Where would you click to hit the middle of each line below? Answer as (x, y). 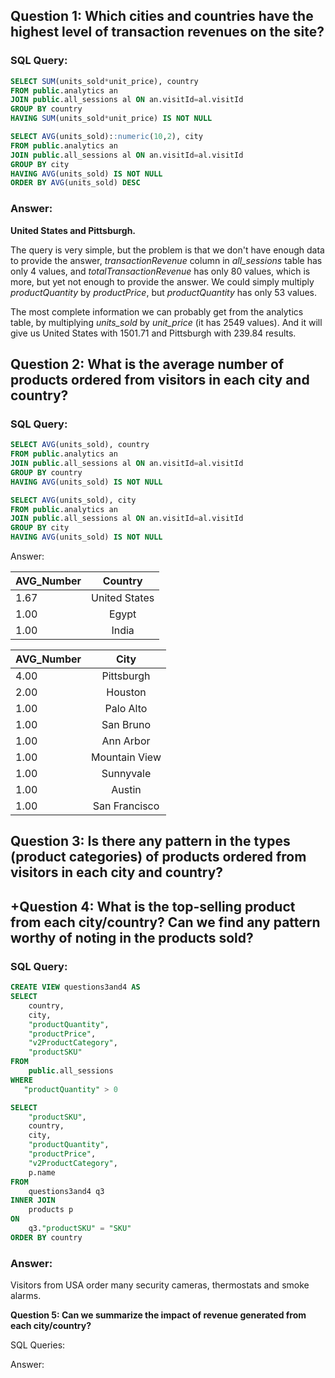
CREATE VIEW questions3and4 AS (75, 987)
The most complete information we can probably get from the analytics (157, 311)
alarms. (26, 1296)
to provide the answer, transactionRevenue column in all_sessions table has (166, 260)
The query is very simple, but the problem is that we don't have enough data (167, 250)
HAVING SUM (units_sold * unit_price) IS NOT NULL (111, 119)
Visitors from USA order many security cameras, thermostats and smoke (160, 1285)
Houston (126, 692)
